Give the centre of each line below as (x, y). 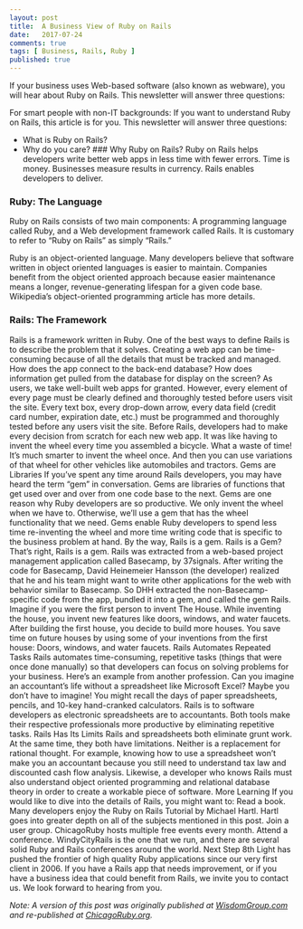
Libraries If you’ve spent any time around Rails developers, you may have (146, 474)
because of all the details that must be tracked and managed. (167, 359)
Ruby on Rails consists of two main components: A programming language (148, 222)
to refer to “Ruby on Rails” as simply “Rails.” (90, 241)
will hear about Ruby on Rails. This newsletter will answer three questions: (147, 95)
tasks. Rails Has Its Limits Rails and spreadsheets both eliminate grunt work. (151, 734)
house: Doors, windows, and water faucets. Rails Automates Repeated (140, 647)
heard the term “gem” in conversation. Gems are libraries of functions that (147, 484)
